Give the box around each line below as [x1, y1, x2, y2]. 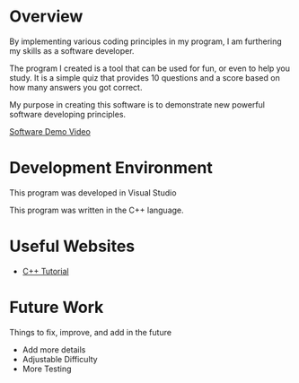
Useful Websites [9, 236, 136, 257]
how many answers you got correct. [9, 82, 143, 92]
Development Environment [9, 158, 213, 178]
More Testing [22, 363, 72, 374]
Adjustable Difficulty [22, 353, 98, 364]
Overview [9, 6, 84, 27]
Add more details [22, 344, 86, 355]
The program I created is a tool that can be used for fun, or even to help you [9, 63, 290, 74]
